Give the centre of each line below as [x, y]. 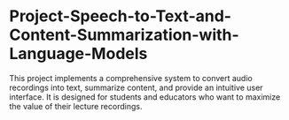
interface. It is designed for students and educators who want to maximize [145, 97]
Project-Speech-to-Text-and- [121, 16]
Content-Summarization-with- [124, 35]
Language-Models [78, 54]
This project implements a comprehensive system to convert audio [131, 78]
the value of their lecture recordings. [76, 106]
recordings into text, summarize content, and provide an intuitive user [136, 87]
